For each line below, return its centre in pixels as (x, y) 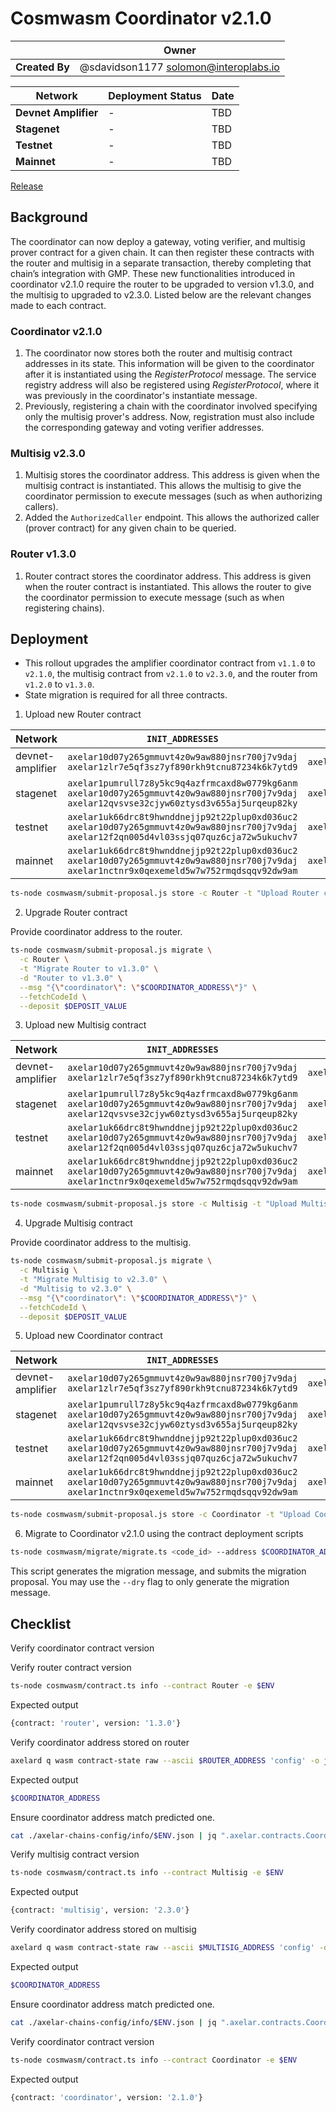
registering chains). (64, 608)
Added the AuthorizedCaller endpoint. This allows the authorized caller (172, 518)
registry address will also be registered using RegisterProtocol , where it (172, 385)
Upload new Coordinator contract (93, 1336)
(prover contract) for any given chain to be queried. (130, 528)
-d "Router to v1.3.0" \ (71, 978)
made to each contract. (58, 305)
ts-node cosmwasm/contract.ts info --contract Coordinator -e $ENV (154, 2060)
